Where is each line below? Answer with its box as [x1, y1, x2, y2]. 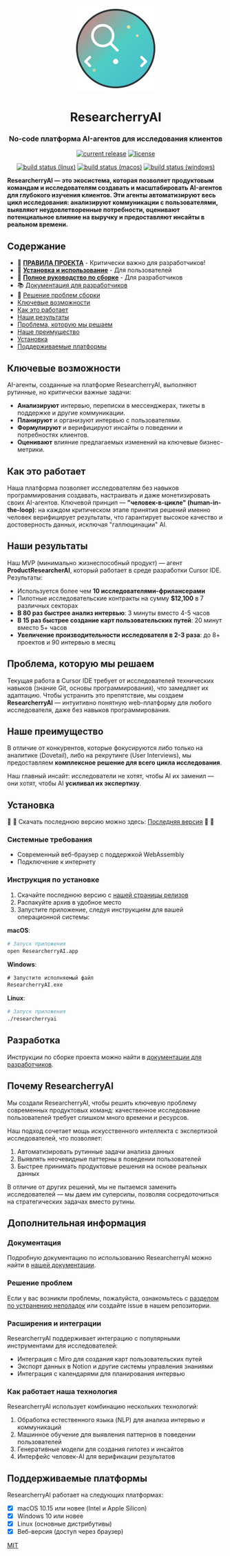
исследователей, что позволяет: [7, 1134, 103, 1142]
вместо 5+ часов [17, 623, 67, 631]
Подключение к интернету [17, 858, 96, 866]
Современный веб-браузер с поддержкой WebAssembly [17, 850, 185, 859]
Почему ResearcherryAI [7, 1081, 114, 1092]
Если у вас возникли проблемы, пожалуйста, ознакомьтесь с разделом [7, 1294, 219, 1302]
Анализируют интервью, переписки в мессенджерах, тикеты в [17, 402, 205, 410]
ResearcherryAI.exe [7, 981, 63, 989]
